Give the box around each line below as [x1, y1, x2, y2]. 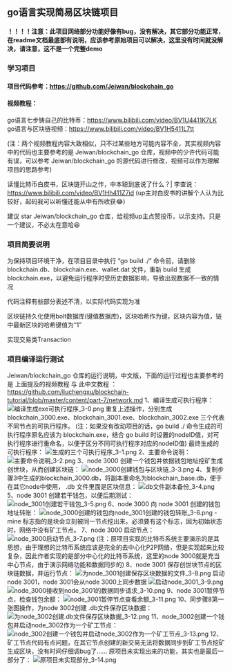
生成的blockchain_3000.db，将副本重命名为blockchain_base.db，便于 [23, 474, 222, 483]
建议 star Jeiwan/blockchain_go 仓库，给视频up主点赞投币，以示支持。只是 [7, 212, 221, 220]
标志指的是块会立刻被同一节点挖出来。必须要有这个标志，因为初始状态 [23, 517, 223, 526]
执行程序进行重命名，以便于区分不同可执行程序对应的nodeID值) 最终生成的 [7, 439, 220, 448]
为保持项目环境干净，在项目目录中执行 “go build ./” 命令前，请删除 [7, 257, 196, 265]
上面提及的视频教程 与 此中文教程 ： [14, 380, 117, 388]
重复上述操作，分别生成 [106, 404, 173, 413]
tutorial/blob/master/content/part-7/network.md [7, 396, 144, 404]
